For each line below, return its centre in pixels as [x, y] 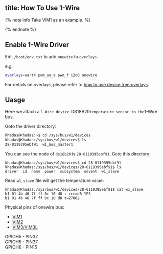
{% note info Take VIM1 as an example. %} [48, 20]
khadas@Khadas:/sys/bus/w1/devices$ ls [46, 140]
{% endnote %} [21, 29]
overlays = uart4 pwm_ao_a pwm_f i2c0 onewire [51, 75]
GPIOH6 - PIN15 [21, 247]
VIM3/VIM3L [25, 227]
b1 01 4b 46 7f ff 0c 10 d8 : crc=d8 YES [48, 194]
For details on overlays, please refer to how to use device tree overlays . [77, 84]
